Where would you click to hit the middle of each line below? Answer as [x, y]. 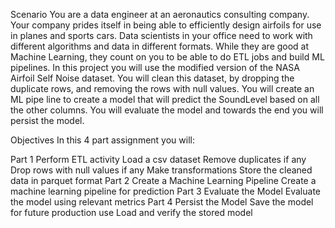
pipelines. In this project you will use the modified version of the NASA [155, 67]
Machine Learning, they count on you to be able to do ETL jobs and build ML [167, 57]
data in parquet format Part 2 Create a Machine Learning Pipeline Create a [163, 180]
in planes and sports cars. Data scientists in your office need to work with [161, 35]
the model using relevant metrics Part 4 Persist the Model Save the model [162, 202]
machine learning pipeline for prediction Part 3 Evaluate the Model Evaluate [166, 191]
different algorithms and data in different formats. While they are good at [160, 46]
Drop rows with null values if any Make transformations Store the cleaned [161, 170]
